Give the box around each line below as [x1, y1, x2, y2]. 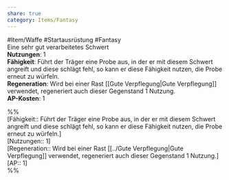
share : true [7, 10, 41, 17]
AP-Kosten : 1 [7, 94, 45, 102]
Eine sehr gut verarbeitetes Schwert [7, 43, 109, 51]
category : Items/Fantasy [7, 17, 78, 23]
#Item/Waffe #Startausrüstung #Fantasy [7, 35, 122, 43]
